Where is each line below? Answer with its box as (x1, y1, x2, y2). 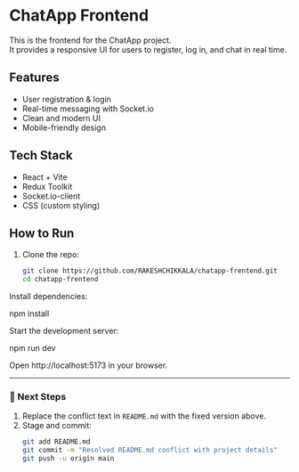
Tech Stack (9, 148, 73, 163)
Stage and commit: (21, 420, 92, 431)
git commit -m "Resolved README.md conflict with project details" (21, 446, 279, 455)
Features (9, 70, 60, 85)
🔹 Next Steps (9, 391, 67, 403)
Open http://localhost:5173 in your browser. (9, 360, 168, 370)
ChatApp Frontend (9, 5, 149, 26)
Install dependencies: (9, 291, 88, 302)
